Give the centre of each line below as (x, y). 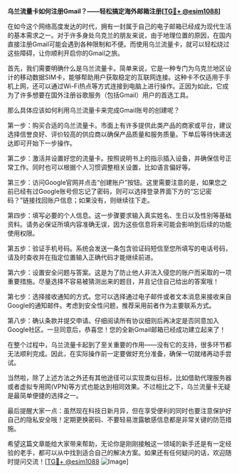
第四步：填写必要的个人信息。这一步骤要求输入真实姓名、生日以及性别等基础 (119, 215)
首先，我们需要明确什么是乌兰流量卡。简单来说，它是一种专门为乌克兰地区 (116, 68)
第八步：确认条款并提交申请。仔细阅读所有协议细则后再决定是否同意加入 (113, 321)
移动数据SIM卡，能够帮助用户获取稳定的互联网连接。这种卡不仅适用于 (122, 77)
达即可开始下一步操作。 (42, 143)
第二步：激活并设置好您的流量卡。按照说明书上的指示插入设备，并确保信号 (116, 158)
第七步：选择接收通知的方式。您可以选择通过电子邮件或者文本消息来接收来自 (119, 296)
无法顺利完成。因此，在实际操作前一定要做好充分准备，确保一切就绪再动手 (116, 354)
